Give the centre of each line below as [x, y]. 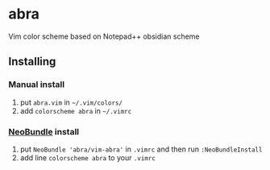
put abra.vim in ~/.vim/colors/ [71, 102]
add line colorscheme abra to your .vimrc [87, 157]
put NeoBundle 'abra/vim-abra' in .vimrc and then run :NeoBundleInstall [141, 149]
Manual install [37, 85]
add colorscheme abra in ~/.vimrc [76, 110]
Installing [32, 62]
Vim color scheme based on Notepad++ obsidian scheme [104, 36]
